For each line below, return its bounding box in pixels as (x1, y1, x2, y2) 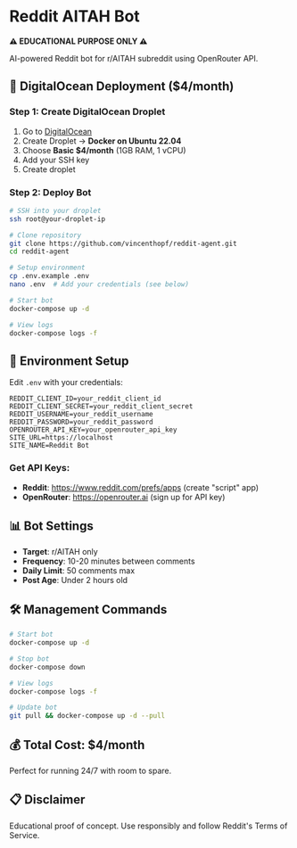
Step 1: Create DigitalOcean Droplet (9, 105, 166, 118)
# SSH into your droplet (9, 206, 102, 215)
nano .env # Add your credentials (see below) (9, 280, 190, 289)
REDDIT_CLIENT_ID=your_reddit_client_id (9, 394, 162, 403)
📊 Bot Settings (9, 518, 94, 533)
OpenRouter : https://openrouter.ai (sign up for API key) (21, 491, 226, 502)
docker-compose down (9, 663, 87, 671)
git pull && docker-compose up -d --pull (9, 712, 166, 720)
